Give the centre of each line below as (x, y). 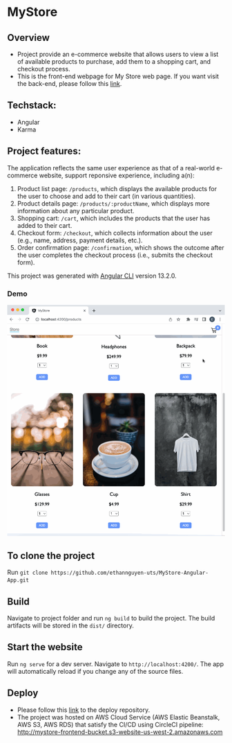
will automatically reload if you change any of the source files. (95, 671)
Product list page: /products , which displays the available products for (117, 188)
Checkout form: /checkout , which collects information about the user (115, 233)
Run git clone (28, 573)
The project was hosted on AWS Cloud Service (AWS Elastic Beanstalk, (118, 717)
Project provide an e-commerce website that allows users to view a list (118, 54)
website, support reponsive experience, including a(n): (117, 175)
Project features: (44, 151)
